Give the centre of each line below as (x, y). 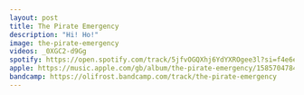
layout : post (34, 18)
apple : (22, 69)
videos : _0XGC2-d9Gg (48, 52)
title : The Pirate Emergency (64, 26)
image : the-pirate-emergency (64, 43)
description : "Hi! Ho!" (54, 34)
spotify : (26, 60)
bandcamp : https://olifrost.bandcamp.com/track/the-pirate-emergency (143, 77)
